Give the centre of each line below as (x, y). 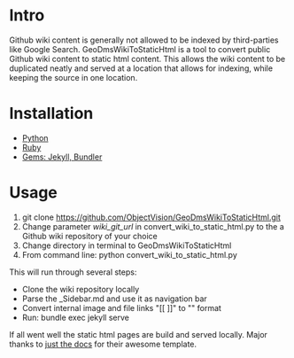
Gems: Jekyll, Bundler (62, 157)
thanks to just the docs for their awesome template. (103, 344)
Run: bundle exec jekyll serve (76, 317)
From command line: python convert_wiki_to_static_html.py (129, 254)
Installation (51, 114)
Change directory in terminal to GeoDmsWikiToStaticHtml (127, 245)
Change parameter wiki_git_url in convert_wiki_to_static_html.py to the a (153, 226)
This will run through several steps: (73, 272)
